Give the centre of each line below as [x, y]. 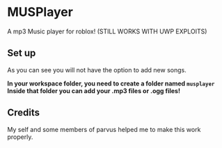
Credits [24, 113]
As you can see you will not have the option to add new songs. [97, 69]
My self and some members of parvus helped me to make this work [104, 129]
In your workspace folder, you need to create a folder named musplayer [111, 83]
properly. [20, 137]
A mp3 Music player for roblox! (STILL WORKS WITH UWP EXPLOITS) [107, 31]
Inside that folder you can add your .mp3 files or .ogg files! [94, 90]
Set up [22, 53]
